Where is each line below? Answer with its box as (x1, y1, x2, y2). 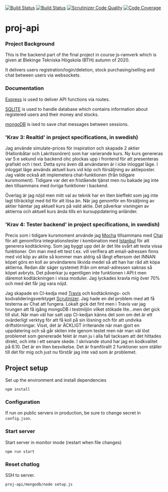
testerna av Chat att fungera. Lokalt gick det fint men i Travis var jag (5, 301, 146, 307)
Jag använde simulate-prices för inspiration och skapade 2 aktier (5, 145, 140, 151)
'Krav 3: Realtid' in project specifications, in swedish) (5, 133, 138, 140)
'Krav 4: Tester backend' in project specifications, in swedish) (5, 221, 160, 228)
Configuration (5, 398, 40, 405)
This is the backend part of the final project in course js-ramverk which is (5, 52, 157, 58)
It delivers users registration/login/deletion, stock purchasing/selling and (5, 67, 155, 73)
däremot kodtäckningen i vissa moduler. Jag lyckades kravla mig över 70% (5, 275, 160, 282)
